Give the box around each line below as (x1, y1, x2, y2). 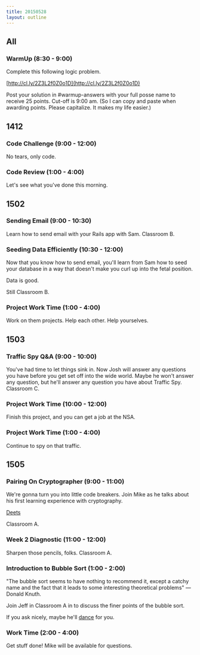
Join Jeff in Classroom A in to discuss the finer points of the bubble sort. (6, 602, 185, 609)
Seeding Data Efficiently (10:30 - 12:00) (6, 245, 124, 253)
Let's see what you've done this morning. (6, 181, 108, 189)
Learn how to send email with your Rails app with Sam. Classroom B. (6, 230, 175, 237)
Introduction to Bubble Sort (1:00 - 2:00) (6, 564, 125, 572)
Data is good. (6, 277, 39, 284)
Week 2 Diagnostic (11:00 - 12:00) (6, 535, 106, 544)
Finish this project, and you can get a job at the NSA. (6, 414, 136, 421)
